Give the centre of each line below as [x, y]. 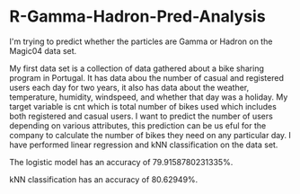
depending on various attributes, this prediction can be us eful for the [138, 125]
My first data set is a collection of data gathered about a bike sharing [137, 68]
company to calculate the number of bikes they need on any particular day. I [150, 135]
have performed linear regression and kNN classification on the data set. [144, 145]
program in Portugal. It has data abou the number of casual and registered [147, 77]
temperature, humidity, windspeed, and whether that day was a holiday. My [149, 97]
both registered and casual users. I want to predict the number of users [141, 116]
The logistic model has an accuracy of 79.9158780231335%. [121, 162]
